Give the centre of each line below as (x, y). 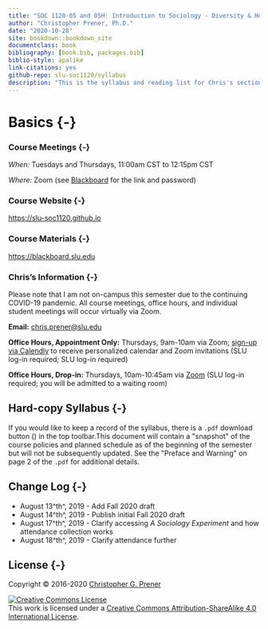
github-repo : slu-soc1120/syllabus (67, 75)
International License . (44, 617)
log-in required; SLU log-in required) (68, 359)
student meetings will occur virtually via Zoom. (85, 311)
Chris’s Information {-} (53, 277)
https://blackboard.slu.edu (52, 256)
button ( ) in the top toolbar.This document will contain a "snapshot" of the (129, 436)
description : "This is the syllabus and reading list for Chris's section (135, 82)
